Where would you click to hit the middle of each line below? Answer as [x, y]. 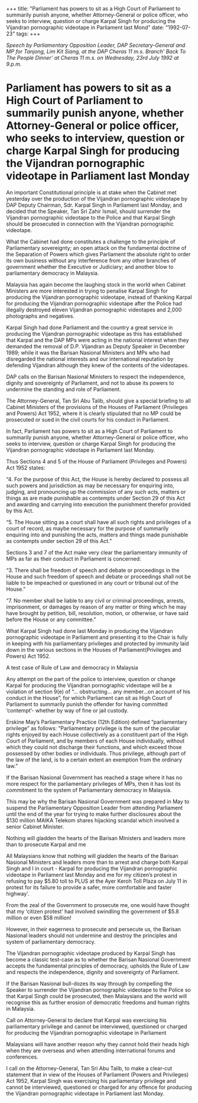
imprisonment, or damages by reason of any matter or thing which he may [96, 607]
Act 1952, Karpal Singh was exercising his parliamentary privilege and [91, 1081]
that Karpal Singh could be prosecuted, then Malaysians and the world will [97, 996]
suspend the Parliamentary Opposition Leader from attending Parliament [95, 808]
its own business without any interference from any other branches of [91, 261]
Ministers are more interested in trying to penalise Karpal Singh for [87, 291]
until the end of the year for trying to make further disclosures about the [94, 814]
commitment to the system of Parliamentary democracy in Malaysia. [89, 790]
